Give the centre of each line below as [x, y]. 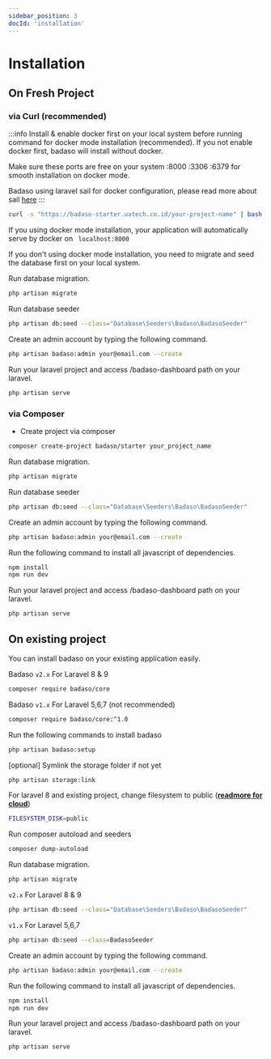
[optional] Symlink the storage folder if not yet [85, 765]
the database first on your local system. [74, 263]
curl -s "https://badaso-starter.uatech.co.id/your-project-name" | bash [135, 215]
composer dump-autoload [49, 849]
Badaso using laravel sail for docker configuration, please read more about [133, 191]
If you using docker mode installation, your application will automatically [128, 230]
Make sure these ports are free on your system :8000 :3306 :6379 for [125, 167]
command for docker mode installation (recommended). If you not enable [131, 142]
